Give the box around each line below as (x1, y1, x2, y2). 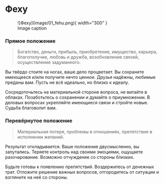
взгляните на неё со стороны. (5, 174, 68, 180)
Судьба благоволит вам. (5, 105, 57, 111)
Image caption (17, 25, 47, 31)
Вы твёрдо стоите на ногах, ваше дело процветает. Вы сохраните (5, 69, 144, 75)
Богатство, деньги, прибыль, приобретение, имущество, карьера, (17, 49, 158, 55)
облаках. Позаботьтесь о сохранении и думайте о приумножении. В (5, 94, 150, 100)
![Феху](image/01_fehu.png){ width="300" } (17, 20, 108, 26)
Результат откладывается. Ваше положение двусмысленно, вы (5, 143, 140, 149)
